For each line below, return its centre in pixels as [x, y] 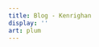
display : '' [28, 23]
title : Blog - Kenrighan [50, 16]
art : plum [25, 30]
